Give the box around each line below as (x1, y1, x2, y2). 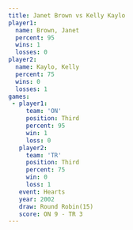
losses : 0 (15, 48, 47, 56)
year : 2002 (18, 195, 55, 203)
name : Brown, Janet (15, 26, 80, 34)
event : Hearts (18, 187, 66, 196)
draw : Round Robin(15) (18, 202, 93, 210)
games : (8, 92, 30, 100)
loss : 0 (25, 136, 51, 145)
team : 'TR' (25, 151, 62, 159)
